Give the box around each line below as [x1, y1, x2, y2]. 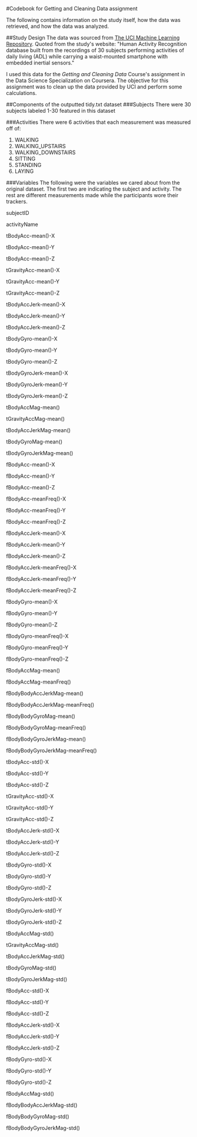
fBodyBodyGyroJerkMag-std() [6, 1125, 81, 1131]
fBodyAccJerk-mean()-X [6, 530, 66, 537]
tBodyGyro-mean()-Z [6, 358, 58, 365]
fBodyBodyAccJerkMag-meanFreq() [6, 701, 95, 708]
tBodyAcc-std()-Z [6, 782, 49, 788]
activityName [6, 221, 38, 228]
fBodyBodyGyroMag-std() [6, 1113, 69, 1120]
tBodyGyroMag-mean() [6, 438, 63, 445]
